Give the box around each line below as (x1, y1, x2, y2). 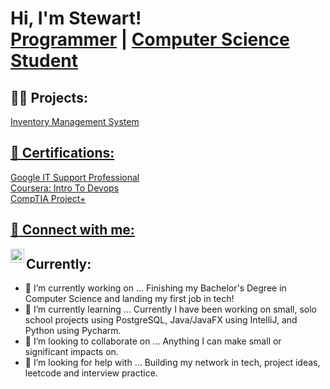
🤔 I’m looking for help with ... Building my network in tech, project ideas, (24, 357, 321, 369)
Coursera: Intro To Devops (10, 182, 120, 194)
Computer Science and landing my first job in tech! (24, 293, 235, 305)
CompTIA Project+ (10, 192, 87, 204)
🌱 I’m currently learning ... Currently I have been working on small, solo (24, 303, 317, 316)
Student (10, 50, 79, 72)
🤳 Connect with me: (10, 222, 135, 239)
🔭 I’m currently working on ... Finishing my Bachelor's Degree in (24, 282, 287, 294)
